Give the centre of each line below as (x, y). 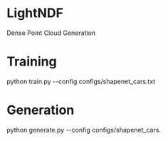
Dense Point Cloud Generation (51, 33)
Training (32, 62)
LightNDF (35, 13)
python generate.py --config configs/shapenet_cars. (84, 130)
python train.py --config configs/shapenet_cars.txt (81, 81)
